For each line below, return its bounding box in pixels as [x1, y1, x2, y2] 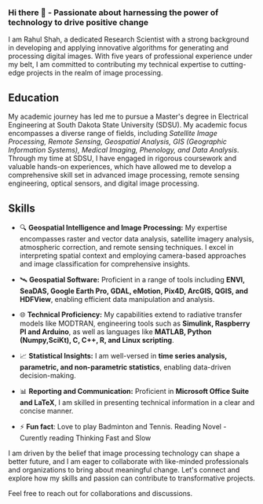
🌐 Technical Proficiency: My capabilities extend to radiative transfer [19, 310, 243, 319]
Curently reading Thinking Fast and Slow [19, 432, 152, 443]
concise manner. [19, 406, 74, 415]
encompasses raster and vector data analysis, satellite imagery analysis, [19, 234, 254, 243]
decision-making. [19, 370, 76, 380]
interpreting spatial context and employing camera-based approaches [19, 251, 247, 260]
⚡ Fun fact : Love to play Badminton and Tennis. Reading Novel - [19, 421, 227, 431]
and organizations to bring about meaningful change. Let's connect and [8, 465, 240, 474]
